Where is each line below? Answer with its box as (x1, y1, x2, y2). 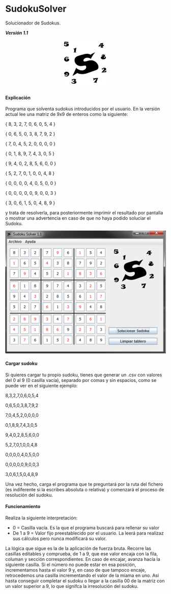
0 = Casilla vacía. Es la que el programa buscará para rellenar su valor (12, 524, 160, 530)
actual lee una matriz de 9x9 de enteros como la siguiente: (5, 111, 128, 117)
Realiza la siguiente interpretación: (5, 515, 78, 521)
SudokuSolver (5, 3, 67, 15)
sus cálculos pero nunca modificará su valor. (12, 535, 107, 542)
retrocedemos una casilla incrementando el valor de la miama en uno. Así (5, 572, 159, 578)
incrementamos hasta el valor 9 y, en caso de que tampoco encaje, (5, 567, 146, 573)
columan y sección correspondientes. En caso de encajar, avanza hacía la (5, 556, 160, 562)
